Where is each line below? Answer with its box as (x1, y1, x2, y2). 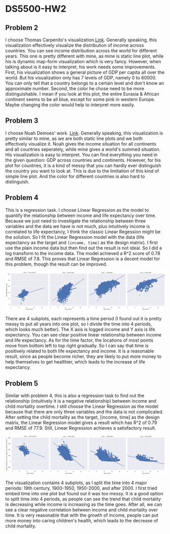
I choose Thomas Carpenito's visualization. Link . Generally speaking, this (5, 37, 157, 43)
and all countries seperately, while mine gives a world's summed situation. (5, 146, 161, 152)
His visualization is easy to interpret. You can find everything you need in (5, 151, 158, 158)
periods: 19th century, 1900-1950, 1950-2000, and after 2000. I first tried (5, 485, 157, 491)
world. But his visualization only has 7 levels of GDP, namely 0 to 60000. (5, 75, 157, 80)
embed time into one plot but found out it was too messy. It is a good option (5, 490, 163, 496)
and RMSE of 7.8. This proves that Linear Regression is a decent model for (5, 256, 160, 262)
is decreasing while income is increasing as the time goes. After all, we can (5, 501, 162, 507)
